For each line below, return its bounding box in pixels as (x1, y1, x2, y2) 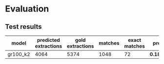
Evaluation (5, 3, 49, 14)
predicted (37, 37, 60, 43)
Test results (5, 23, 42, 31)
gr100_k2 (7, 51, 30, 57)
